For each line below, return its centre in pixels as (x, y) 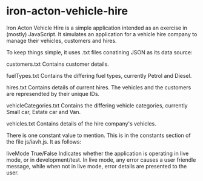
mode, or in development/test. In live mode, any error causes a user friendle (101, 160)
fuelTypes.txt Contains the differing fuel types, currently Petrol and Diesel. (99, 75)
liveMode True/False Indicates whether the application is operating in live (98, 153)
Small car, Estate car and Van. (44, 112)
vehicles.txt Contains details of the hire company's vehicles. (81, 123)
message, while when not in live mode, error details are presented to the (97, 166)
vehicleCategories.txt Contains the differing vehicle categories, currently (97, 105)
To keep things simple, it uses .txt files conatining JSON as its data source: (99, 52)
